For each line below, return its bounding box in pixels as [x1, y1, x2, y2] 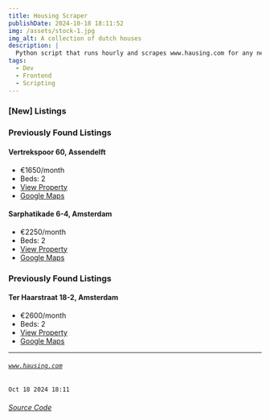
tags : [8, 57, 27, 65]
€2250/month [19, 227, 67, 237]
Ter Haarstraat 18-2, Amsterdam [8, 293, 119, 303]
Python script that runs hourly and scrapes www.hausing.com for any [15, 49, 253, 57]
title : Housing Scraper [8, 11, 88, 20]
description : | [8, 42, 59, 50]
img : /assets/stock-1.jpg [8, 27, 95, 35]
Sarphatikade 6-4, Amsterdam [8, 209, 112, 219]
